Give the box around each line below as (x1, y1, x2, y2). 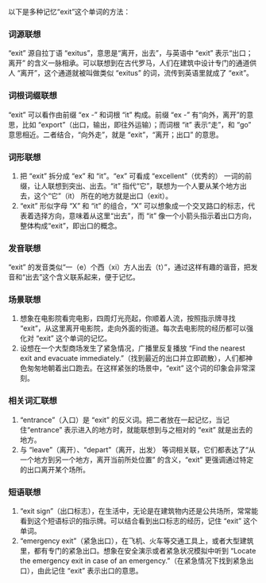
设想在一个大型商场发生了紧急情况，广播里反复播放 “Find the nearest (19, 343, 245, 353)
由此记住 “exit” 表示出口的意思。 (37, 566, 143, 576)
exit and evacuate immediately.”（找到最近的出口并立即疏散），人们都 (19, 354, 246, 363)
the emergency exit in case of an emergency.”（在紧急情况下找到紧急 (19, 556, 248, 565)
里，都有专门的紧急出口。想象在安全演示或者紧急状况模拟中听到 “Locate (19, 546, 256, 556)
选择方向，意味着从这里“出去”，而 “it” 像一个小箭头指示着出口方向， (33, 210, 256, 221)
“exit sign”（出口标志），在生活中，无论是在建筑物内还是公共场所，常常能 (19, 507, 259, 516)
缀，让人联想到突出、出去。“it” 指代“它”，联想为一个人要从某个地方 (19, 181, 241, 190)
